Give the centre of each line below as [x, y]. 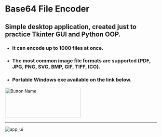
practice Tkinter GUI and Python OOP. [63, 34]
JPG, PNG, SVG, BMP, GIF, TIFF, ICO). [56, 67]
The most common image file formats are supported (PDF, [81, 61]
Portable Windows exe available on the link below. [72, 80]
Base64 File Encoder [47, 9]
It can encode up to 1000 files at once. [58, 48]
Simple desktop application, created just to [71, 27]
